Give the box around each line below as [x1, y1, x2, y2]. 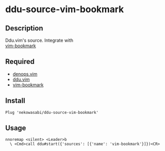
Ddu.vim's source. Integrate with [5, 37, 74, 43]
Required [5, 57, 35, 66]
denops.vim [12, 71, 38, 77]
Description [5, 24, 43, 33]
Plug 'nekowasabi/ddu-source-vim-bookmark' [5, 110, 99, 115]
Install [5, 97, 25, 105]
